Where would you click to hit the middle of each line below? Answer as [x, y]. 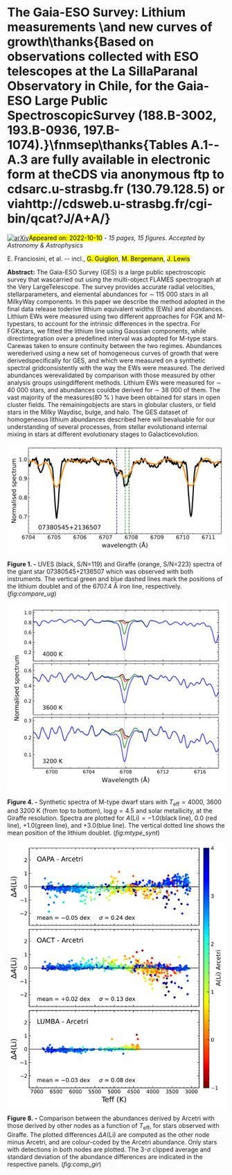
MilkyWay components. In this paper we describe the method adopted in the [116, 302]
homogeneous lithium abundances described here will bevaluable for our [111, 419]
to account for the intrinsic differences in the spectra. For [119, 323]
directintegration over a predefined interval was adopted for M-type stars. [113, 338]
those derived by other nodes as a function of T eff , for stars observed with [113, 1126]
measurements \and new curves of [110, 27]
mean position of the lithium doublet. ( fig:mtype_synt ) [84, 833]
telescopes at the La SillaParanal [102, 71]
